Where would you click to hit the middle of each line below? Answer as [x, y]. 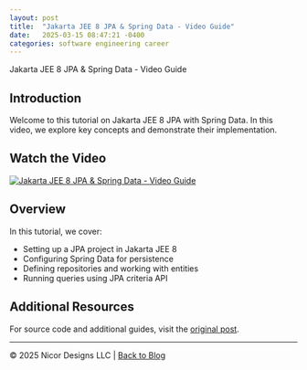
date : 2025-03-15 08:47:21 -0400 [77, 35]
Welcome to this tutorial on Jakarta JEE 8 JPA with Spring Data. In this [142, 121]
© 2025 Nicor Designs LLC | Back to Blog [88, 355]
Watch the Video [58, 159]
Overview [38, 210]
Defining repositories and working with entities [111, 268]
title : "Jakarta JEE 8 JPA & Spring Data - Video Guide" [122, 26]
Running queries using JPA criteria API [95, 278]
